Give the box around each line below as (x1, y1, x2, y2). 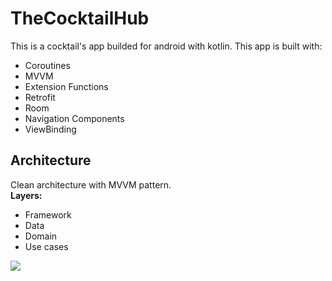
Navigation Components (24, 112, 125, 124)
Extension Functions (24, 80, 109, 92)
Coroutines (24, 59, 71, 71)
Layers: (10, 189, 43, 201)
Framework (24, 208, 72, 221)
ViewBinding (24, 123, 77, 135)
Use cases (24, 240, 69, 252)
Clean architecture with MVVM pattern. (10, 178, 172, 191)
